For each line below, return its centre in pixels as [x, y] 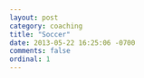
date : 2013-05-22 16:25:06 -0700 [72, 43]
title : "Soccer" [40, 34]
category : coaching [46, 26]
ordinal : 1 [30, 59]
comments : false [40, 51]
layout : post [34, 17]
